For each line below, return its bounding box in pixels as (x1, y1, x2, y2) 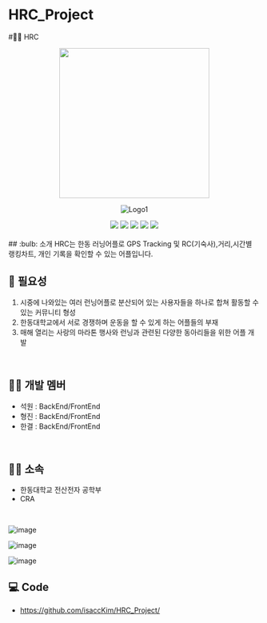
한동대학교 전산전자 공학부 (19, 485, 102, 495)
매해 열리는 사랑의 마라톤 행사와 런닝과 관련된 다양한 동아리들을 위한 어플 (19, 327, 246, 337)
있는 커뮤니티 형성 (19, 307, 76, 317)
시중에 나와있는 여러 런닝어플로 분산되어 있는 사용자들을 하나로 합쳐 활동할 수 (19, 298, 260, 307)
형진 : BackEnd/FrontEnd (19, 411, 101, 421)
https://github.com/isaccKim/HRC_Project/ (19, 605, 161, 615)
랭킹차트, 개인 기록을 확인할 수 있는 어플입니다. (8, 249, 153, 258)
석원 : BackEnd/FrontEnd (19, 401, 101, 411)
